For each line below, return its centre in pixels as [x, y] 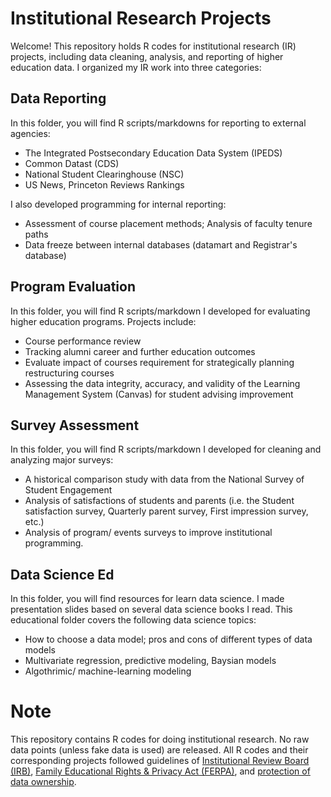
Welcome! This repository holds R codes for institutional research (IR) [153, 46]
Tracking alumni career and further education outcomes [140, 351]
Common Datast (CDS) [72, 163]
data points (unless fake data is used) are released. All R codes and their [159, 750]
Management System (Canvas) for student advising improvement [159, 394]
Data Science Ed [62, 574]
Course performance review [83, 341]
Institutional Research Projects [141, 18]
